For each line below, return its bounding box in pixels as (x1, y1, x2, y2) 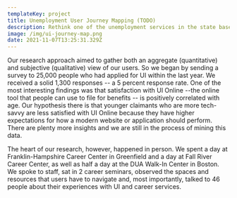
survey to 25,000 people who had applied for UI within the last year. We (7, 71, 216, 80)
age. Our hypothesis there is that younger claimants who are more (7, 101, 200, 110)
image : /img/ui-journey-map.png (7, 30, 102, 37)
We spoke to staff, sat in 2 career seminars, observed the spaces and (7, 168, 209, 176)
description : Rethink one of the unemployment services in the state (7, 23, 217, 30)
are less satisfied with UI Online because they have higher (25, 109, 195, 117)
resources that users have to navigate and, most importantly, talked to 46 (7, 175, 220, 184)
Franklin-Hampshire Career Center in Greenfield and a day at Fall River (7, 153, 212, 161)
